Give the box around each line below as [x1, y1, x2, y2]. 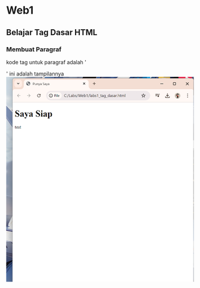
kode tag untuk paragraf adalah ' [6, 58, 86, 65]
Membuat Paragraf [6, 45, 62, 54]
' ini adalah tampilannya [6, 70, 64, 77]
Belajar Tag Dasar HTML [6, 27, 98, 37]
